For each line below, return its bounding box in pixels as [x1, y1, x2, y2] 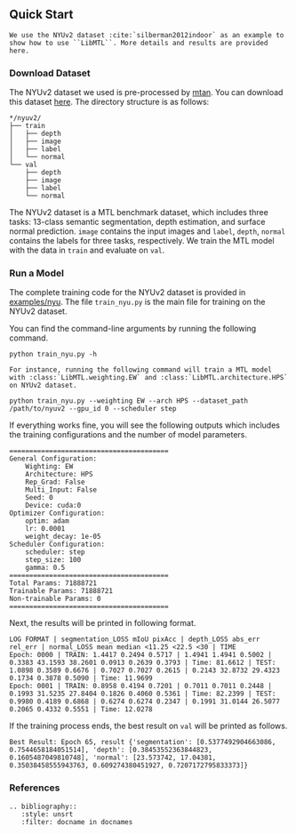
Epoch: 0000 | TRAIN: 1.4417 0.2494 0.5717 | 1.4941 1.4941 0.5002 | [9, 651, 273, 660]
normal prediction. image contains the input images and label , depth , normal [9, 226, 286, 237]
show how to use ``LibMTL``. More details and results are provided [9, 38, 268, 47]
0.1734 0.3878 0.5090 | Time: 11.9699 [9, 674, 153, 683]
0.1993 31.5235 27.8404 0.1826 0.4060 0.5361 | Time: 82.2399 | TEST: [9, 689, 276, 699]
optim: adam [25, 517, 69, 525]
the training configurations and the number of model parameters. [9, 429, 247, 440]
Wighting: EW [25, 462, 74, 471]
